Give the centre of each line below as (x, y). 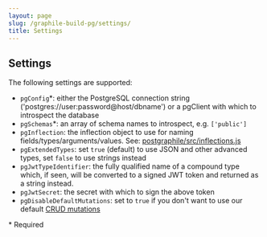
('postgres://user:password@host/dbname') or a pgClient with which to (138, 107)
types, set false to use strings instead (83, 158)
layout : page (30, 16)
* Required (26, 225)
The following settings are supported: (70, 83)
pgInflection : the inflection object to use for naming (107, 133)
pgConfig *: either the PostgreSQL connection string (105, 98)
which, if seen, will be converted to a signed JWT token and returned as (139, 175)
